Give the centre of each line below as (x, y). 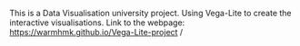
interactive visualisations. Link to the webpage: (97, 23)
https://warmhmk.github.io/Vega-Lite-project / (96, 32)
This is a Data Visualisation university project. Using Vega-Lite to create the (151, 13)
